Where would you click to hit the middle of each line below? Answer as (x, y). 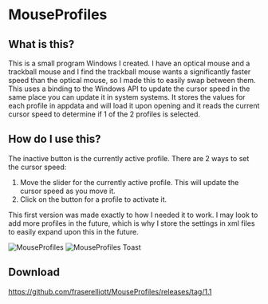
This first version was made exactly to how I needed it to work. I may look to (133, 215)
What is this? (41, 44)
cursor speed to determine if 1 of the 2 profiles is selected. (104, 114)
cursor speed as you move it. (67, 191)
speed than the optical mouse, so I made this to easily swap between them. (132, 80)
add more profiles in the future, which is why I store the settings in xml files (132, 223)
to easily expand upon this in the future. (73, 231)
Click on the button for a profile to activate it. (93, 199)
